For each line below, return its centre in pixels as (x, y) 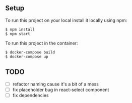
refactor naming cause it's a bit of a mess (56, 84)
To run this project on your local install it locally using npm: (66, 20)
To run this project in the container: (42, 43)
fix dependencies (30, 95)
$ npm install (20, 29)
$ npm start (18, 34)
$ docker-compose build (30, 52)
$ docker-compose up (27, 56)
